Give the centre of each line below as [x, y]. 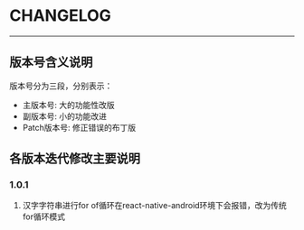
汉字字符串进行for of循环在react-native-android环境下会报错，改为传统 [155, 206]
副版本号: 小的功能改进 [64, 116]
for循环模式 [44, 216]
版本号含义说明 [51, 63]
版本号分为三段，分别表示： [61, 86]
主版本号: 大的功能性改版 [68, 105]
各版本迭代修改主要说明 [75, 159]
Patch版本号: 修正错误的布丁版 [79, 127]
